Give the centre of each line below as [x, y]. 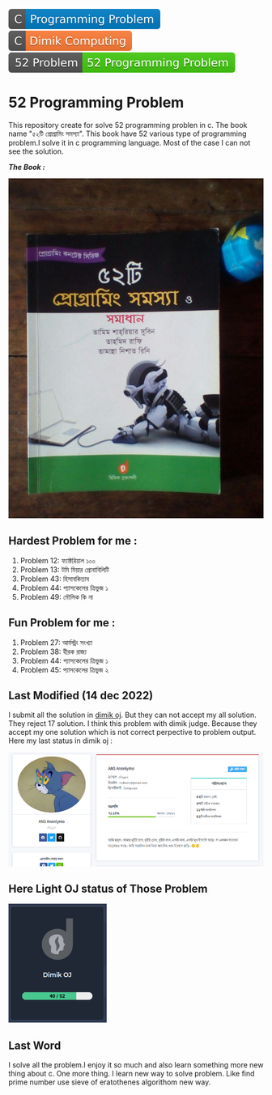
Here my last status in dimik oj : [61, 741]
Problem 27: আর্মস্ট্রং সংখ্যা [56, 642]
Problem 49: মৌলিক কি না [56, 596]
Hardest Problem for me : [73, 541]
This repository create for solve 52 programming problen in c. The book [128, 125]
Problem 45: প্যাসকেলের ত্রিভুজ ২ [64, 669]
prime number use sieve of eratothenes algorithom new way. [110, 1082]
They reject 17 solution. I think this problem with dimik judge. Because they [133, 724]
